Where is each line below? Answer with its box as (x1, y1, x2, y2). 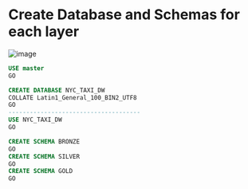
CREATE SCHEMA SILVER (8, 152, 81, 160)
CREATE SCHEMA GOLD (8, 167, 73, 175)
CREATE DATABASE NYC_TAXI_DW (8, 86, 105, 94)
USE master (8, 64, 45, 73)
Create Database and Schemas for (8, 6, 241, 24)
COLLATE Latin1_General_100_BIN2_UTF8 (8, 93, 137, 101)
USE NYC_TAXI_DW (8, 116, 62, 124)
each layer (8, 22, 80, 41)
